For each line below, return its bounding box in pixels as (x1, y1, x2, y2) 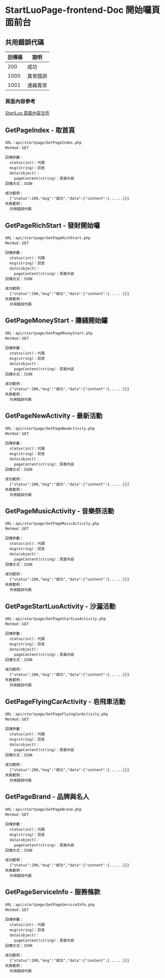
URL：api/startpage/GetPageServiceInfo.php (5, 902, 95, 907)
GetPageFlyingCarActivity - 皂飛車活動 (5, 697, 126, 706)
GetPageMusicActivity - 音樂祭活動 (5, 507, 114, 515)
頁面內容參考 (5, 98, 36, 105)
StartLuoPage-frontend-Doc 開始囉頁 (5, 4, 161, 16)
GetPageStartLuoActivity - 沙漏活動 (5, 602, 116, 610)
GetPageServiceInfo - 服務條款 (5, 888, 101, 896)
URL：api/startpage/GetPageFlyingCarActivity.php (5, 712, 108, 716)
